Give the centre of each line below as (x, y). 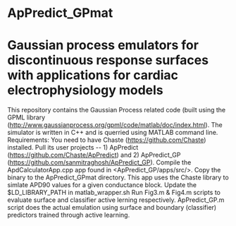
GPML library (26, 117)
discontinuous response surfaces (108, 60)
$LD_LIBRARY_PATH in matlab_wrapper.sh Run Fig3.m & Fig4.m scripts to (114, 193)
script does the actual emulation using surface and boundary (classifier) (112, 208)
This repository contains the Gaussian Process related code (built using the (117, 110)
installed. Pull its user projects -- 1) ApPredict (73, 148)
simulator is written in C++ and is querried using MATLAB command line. (113, 133)
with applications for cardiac (93, 75)
